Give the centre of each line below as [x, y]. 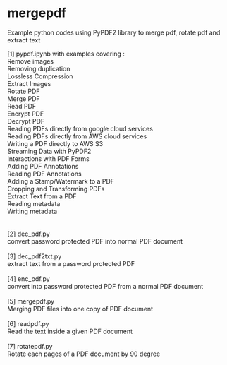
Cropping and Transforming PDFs [56, 189]
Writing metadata [32, 211]
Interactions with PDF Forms [48, 158]
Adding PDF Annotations [43, 166]
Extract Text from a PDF [42, 196]
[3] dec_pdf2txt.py [35, 256]
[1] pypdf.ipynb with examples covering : [66, 54]
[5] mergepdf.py [31, 301]
